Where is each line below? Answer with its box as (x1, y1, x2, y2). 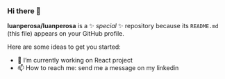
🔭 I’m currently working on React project (17, 56, 133, 65)
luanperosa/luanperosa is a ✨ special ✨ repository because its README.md (7, 22, 219, 30)
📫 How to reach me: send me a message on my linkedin (17, 64, 179, 72)
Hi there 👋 (7, 6, 42, 16)
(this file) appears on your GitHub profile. (7, 30, 125, 38)
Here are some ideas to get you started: (7, 43, 122, 51)
